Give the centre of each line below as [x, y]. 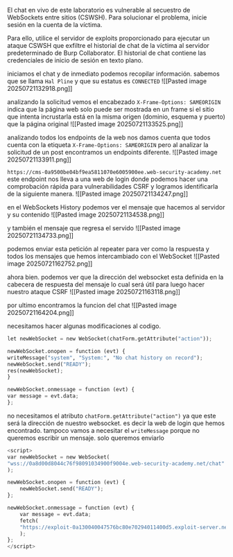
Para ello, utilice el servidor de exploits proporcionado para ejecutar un [109, 38]
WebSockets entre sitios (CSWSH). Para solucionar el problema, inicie [107, 17]
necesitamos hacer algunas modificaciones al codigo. [84, 326]
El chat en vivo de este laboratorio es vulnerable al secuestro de [99, 10]
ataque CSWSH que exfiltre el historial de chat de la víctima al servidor [108, 45]
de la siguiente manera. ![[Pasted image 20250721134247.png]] [98, 194]
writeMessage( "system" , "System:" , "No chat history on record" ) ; [105, 358]
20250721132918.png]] [40, 88]
